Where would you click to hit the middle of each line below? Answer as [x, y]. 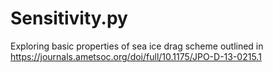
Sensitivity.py [69, 18]
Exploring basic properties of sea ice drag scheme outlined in [137, 46]
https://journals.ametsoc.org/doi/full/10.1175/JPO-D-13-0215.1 [136, 56]
